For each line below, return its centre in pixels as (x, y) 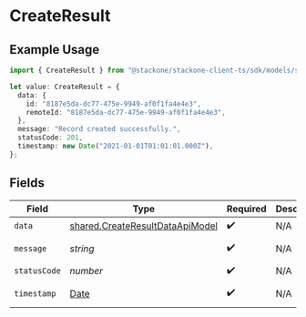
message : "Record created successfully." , (99, 129)
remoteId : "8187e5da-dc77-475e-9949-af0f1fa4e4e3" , (126, 112)
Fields (27, 183)
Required (246, 209)
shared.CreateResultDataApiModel (144, 226)
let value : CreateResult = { (65, 87)
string (82, 249)
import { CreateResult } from (67, 70)
